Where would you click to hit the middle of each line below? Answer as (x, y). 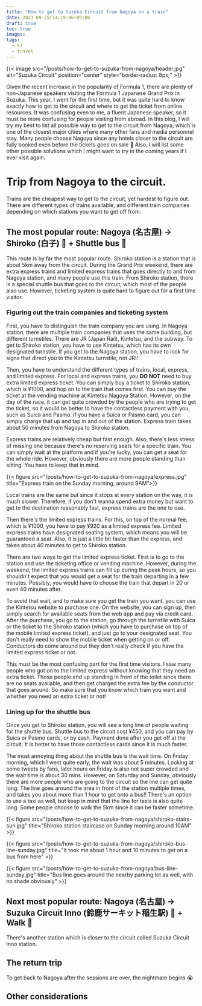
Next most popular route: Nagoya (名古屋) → (90, 902)
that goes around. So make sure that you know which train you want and (96, 689)
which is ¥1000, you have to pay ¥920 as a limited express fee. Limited (94, 526)
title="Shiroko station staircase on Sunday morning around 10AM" (110, 826)
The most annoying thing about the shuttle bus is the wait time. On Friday (97, 756)
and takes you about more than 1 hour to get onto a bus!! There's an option (99, 795)
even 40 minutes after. (34, 589)
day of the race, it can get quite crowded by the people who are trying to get (101, 402)
